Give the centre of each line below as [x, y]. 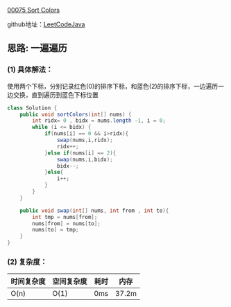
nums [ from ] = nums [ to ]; [66, 223]
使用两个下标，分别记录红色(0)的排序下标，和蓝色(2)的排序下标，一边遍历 [113, 86]
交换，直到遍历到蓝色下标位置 [55, 95]
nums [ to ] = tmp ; [55, 230]
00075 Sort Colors [34, 10]
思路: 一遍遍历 [37, 48]
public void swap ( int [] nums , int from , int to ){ [94, 211]
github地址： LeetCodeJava [46, 24]
